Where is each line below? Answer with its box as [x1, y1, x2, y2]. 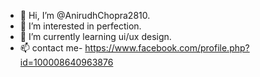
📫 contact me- [19, 42, 83, 54]
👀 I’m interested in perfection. [19, 20, 142, 32]
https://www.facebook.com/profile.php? [84, 42, 250, 54]
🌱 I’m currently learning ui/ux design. [19, 31, 172, 42]
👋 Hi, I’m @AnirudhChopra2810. [19, 10, 151, 21]
